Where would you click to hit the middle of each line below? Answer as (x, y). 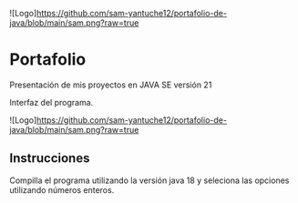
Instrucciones (50, 158)
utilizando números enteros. (62, 189)
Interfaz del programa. (51, 102)
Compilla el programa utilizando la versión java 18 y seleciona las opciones (149, 180)
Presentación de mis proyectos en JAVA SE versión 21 (111, 85)
